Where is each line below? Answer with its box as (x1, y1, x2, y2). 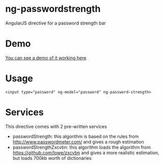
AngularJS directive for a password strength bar (5, 20, 106, 26)
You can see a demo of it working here (5, 55, 87, 61)
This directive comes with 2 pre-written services (5, 123, 107, 129)
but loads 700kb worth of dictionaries (12, 155, 92, 161)
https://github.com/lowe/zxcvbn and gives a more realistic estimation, (12, 149, 159, 156)
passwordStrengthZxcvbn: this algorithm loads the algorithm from (12, 144, 151, 150)
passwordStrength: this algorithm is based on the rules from (12, 133, 139, 139)
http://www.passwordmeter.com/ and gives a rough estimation (12, 138, 144, 145)
